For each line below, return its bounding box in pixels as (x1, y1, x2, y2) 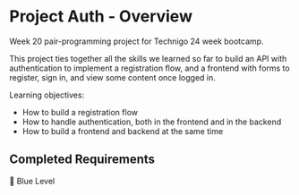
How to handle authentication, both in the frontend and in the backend (21, 116, 282, 127)
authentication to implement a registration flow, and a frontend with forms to (9, 63, 290, 73)
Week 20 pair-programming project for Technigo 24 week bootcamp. (9, 36, 264, 47)
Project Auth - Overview (9, 6, 192, 27)
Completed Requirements (9, 152, 155, 167)
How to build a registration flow (21, 106, 139, 117)
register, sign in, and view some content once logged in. (9, 72, 217, 82)
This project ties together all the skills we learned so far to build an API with (9, 53, 287, 64)
